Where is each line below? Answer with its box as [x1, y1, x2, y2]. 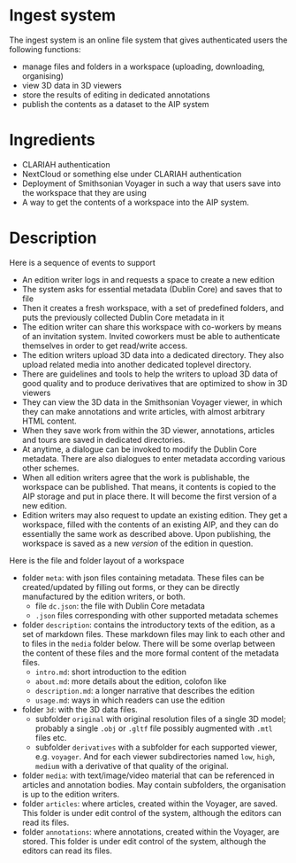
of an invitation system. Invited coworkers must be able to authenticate [21, 330, 281, 341]
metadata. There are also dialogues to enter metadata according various [21, 453, 285, 463]
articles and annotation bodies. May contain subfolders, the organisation [21, 779, 286, 789]
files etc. [34, 732, 67, 742]
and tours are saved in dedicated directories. [21, 434, 186, 445]
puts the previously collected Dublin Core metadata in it [21, 312, 224, 323]
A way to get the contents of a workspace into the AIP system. [21, 197, 250, 207]
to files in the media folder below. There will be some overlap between [21, 638, 276, 649]
